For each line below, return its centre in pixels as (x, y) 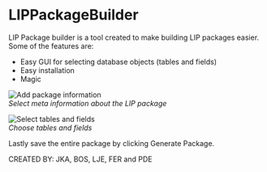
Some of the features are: (51, 45)
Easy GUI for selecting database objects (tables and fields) (118, 62)
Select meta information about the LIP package (88, 103)
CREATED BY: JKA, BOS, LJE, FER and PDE (80, 159)
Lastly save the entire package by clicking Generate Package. (112, 143)
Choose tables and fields (50, 127)
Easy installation (47, 70)
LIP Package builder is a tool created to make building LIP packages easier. (134, 37)
